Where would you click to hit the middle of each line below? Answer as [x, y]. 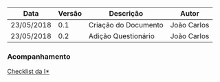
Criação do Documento [126, 25]
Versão [70, 13]
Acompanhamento [39, 56]
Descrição [126, 13]
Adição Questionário [121, 36]
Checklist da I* [29, 72]
